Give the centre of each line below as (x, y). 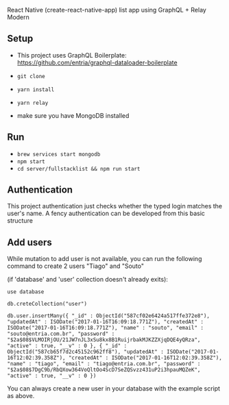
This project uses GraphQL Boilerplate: (72, 55)
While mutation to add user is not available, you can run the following (105, 259)
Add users (30, 242)
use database (26, 292)
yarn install (36, 89)
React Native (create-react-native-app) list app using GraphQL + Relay (107, 10)
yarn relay (33, 103)
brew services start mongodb (59, 154)
